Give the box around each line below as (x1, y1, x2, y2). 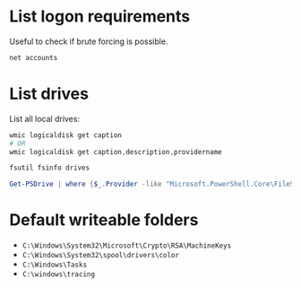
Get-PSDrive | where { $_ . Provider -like (9, 179, 163, 189)
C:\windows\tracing (21, 270, 96, 279)
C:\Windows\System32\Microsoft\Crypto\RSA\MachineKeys (21, 241, 232, 250)
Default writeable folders (9, 210, 199, 231)
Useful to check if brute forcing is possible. (9, 36, 168, 47)
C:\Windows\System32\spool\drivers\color (21, 251, 179, 260)
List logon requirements (9, 6, 191, 27)
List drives (9, 83, 90, 104)
